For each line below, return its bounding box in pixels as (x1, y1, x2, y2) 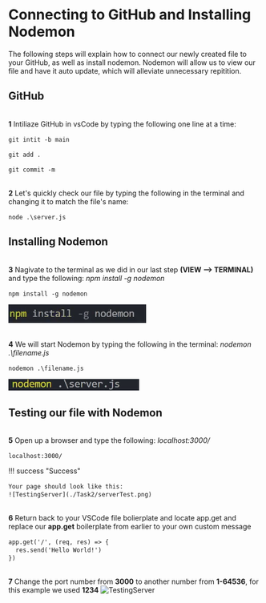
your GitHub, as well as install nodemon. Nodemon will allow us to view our (8, 58, 256, 67)
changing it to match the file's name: (8, 196, 129, 206)
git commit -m (8, 166, 56, 174)
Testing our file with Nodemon (8, 406, 163, 420)
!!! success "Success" (8, 466, 81, 476)
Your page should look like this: (8, 483, 124, 491)
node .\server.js (8, 213, 66, 221)
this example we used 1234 (8, 585, 99, 595)
